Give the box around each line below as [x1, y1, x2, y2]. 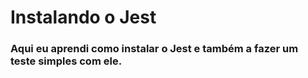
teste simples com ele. [10, 54, 123, 68]
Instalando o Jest [10, 6, 157, 29]
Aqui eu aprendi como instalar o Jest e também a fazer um [10, 42, 299, 56]
